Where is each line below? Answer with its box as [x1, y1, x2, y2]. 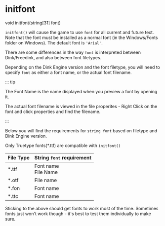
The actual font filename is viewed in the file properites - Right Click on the [5, 103, 158, 109]
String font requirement [34, 154, 92, 161]
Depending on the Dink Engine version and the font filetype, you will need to [5, 64, 161, 70]
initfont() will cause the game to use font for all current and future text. [5, 29, 154, 35]
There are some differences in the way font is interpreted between [5, 49, 141, 55]
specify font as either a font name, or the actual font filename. [5, 69, 132, 75]
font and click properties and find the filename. [5, 109, 101, 114]
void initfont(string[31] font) [5, 20, 61, 26]
